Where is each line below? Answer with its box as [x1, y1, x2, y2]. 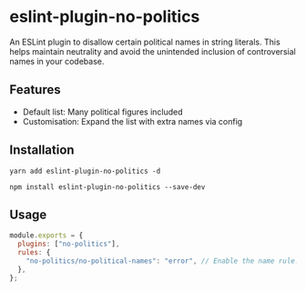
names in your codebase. [9, 55, 105, 66]
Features [9, 82, 61, 97]
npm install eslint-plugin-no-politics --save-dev [9, 182, 206, 192]
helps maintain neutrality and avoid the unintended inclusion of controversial [9, 45, 296, 56]
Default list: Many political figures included [22, 106, 184, 117]
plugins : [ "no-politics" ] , [17, 239, 120, 249]
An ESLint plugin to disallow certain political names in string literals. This [9, 36, 280, 47]
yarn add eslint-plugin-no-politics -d [9, 166, 161, 176]
